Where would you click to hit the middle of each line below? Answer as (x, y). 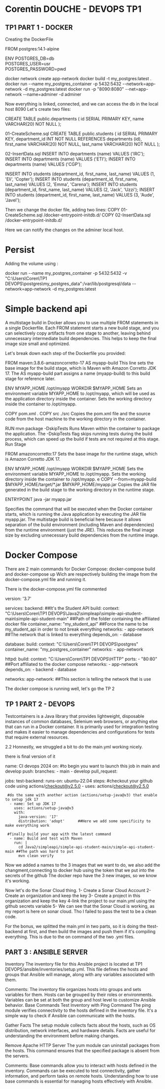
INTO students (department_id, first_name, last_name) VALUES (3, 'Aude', (80, 195)
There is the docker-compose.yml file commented (56, 589)
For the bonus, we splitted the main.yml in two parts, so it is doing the (76, 926)
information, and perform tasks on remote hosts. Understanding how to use (82, 1076)
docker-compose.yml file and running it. (46, 579)
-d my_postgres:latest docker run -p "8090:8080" (73, 89)
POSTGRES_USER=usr (28, 64)
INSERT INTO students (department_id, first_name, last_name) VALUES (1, (80, 174)
